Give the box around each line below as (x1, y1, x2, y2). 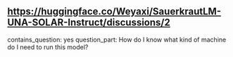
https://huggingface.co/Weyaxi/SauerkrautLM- (7, 6, 222, 18)
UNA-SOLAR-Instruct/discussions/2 (7, 17, 170, 29)
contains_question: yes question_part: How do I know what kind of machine (7, 35, 227, 44)
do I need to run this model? (7, 42, 89, 51)
